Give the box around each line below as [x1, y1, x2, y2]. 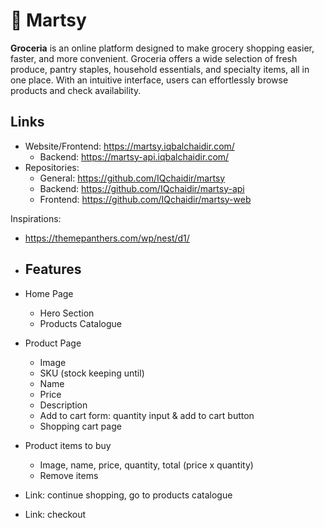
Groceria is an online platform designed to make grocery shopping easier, [10, 42, 315, 54]
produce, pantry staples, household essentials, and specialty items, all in [10, 63, 310, 75]
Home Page [24, 287, 74, 299]
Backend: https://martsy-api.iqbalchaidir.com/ [39, 150, 230, 163]
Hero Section [39, 307, 95, 319]
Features [24, 261, 82, 278]
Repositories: [24, 161, 80, 173]
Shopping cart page [39, 420, 122, 432]
